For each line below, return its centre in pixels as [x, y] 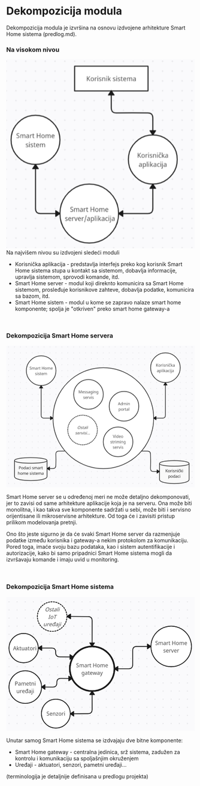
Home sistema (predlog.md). [41, 34]
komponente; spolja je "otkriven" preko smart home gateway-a [92, 309]
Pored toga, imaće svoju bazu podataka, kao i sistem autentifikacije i [91, 547]
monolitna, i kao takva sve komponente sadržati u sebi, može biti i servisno [99, 510]
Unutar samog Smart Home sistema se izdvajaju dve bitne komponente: [95, 740]
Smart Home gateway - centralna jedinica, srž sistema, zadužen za [98, 752]
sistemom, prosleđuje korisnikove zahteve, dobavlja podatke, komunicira [104, 289]
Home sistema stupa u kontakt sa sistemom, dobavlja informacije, [96, 270]
